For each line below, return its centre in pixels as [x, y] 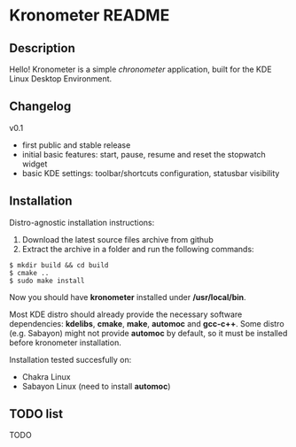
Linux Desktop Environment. [61, 79]
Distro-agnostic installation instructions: [82, 222]
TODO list [36, 414]
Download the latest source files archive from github [118, 239]
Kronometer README [90, 15]
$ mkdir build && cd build [59, 265]
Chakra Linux [46, 376]
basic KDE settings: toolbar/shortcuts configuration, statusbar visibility [151, 173]
